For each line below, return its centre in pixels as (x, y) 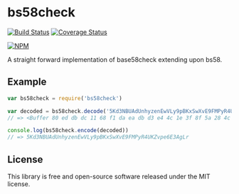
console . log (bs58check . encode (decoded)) (68, 131)
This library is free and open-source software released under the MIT (109, 176)
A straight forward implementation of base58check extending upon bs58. (115, 59)
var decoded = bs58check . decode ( (57, 111)
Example (27, 82)
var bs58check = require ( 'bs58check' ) (65, 98)
